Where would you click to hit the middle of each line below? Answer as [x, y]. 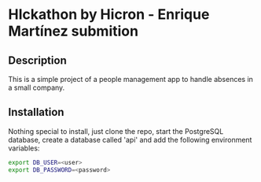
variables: [24, 148]
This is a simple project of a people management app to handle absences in [131, 79]
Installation [36, 112]
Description [37, 60]
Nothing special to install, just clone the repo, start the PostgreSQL [116, 131]
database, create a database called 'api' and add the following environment [130, 139]
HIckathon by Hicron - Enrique [109, 15]
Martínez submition [74, 31]
